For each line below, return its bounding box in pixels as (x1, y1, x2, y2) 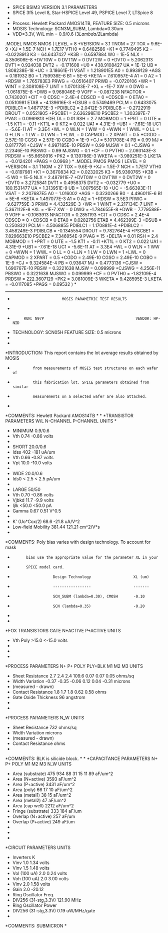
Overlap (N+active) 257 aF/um (12, 813, 75, 819)
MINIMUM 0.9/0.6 (12, 428, 50, 434)
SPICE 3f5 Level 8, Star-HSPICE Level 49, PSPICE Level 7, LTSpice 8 (12, 10, 153, 16)
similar (12, 384, 28, 389)
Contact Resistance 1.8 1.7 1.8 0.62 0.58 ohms (12, 689, 106, 695)
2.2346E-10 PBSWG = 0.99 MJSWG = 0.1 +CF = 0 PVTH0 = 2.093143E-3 (5, 148, 156, 153)
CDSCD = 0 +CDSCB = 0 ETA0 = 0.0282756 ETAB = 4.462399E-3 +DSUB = (5, 217, 162, 223)
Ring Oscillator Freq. (12, 892, 54, 897)
